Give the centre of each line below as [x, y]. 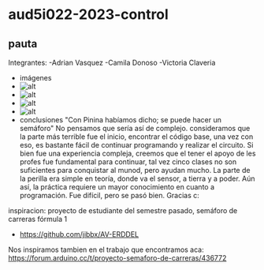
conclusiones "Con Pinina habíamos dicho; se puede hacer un [121, 120]
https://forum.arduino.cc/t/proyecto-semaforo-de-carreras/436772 [117, 258]
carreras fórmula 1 [38, 219]
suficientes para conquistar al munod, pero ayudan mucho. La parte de [135, 170]
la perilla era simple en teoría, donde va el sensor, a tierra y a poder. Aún [137, 178]
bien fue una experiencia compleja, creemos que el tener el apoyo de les [138, 153]
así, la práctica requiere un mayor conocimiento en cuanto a [117, 187]
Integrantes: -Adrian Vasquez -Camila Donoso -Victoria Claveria [112, 62]
